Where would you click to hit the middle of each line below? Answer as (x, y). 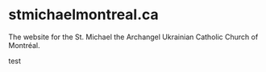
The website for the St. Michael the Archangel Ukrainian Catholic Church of (133, 37)
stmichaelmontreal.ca (83, 15)
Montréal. (24, 45)
